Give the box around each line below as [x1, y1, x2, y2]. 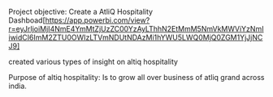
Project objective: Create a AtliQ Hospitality [8, 7, 153, 16]
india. [8, 81, 27, 91]
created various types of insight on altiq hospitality [8, 57, 179, 66]
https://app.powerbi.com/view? [45, 15, 150, 25]
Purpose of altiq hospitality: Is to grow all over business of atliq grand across [8, 73, 265, 82]
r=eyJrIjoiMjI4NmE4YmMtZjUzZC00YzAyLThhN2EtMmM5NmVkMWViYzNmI [8, 24, 264, 33]
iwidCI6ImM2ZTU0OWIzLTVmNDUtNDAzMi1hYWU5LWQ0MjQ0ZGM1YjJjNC [8, 32, 263, 42]
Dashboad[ [8, 15, 46, 25]
